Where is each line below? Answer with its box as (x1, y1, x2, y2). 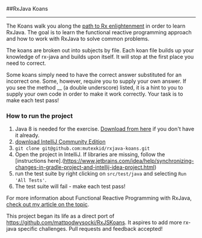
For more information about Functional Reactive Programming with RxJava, (6, 195, 192, 202)
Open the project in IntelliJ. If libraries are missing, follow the (14, 151, 165, 158)
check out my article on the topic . (6, 201, 90, 208)
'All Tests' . (14, 177, 47, 184)
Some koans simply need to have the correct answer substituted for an (6, 72, 182, 78)
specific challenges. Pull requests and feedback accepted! (17, 225, 163, 233)
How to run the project (6, 111, 73, 120)
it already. (14, 132, 40, 139)
